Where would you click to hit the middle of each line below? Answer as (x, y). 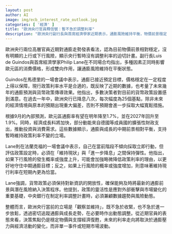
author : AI (17, 15)
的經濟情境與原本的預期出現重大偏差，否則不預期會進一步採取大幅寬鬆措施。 (86, 105)
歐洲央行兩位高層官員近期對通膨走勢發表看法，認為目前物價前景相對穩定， (84, 49)
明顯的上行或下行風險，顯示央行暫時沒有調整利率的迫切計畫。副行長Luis (86, 56)
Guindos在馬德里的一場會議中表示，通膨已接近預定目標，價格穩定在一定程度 (86, 79)
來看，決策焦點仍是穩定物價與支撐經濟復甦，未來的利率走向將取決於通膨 (86, 220)
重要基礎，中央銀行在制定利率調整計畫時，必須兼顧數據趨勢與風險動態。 (81, 196)
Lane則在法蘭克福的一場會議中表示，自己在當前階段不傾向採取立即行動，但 (84, 146)
